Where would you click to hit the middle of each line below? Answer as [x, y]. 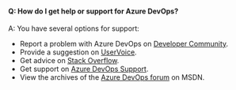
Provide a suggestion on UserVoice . [78, 52]
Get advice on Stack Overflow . [69, 61]
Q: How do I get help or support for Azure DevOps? [93, 11]
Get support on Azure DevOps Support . [84, 69]
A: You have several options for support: [74, 28]
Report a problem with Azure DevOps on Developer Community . [124, 44]
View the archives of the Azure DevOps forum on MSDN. [112, 77]
